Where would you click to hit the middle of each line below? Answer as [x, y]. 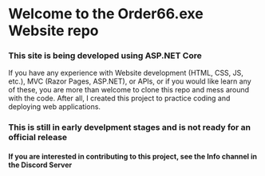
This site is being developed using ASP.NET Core [105, 56]
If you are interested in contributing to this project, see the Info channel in [133, 156]
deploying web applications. [55, 107]
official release [38, 138]
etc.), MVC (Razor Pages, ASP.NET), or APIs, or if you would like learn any [130, 81]
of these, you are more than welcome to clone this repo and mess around [129, 90]
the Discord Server [40, 165]
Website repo [53, 31]
